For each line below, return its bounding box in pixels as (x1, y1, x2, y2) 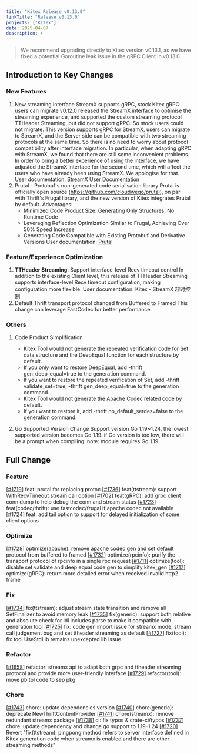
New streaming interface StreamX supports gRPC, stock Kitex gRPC (14, 100, 180, 108)
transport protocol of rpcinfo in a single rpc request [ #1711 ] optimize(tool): (6, 558, 185, 565)
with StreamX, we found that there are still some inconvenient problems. (14, 150, 190, 157)
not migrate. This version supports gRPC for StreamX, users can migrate (14, 126, 191, 133)
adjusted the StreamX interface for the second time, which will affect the (14, 163, 191, 170)
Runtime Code (23, 213, 58, 220)
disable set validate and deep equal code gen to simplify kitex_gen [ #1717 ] (6, 564, 186, 571)
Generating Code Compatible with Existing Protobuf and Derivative (23, 232, 185, 239)
